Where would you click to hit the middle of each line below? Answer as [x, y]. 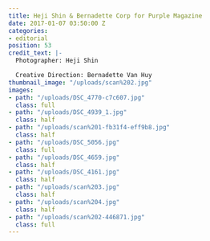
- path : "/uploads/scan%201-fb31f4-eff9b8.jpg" [89, 128]
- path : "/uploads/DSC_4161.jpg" [64, 172]
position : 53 [30, 46]
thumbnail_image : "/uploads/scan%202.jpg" [80, 82]
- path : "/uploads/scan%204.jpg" [64, 202]
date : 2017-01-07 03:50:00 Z [57, 23]
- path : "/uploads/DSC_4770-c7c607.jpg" [77, 97]
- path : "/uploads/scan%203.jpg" [64, 187]
